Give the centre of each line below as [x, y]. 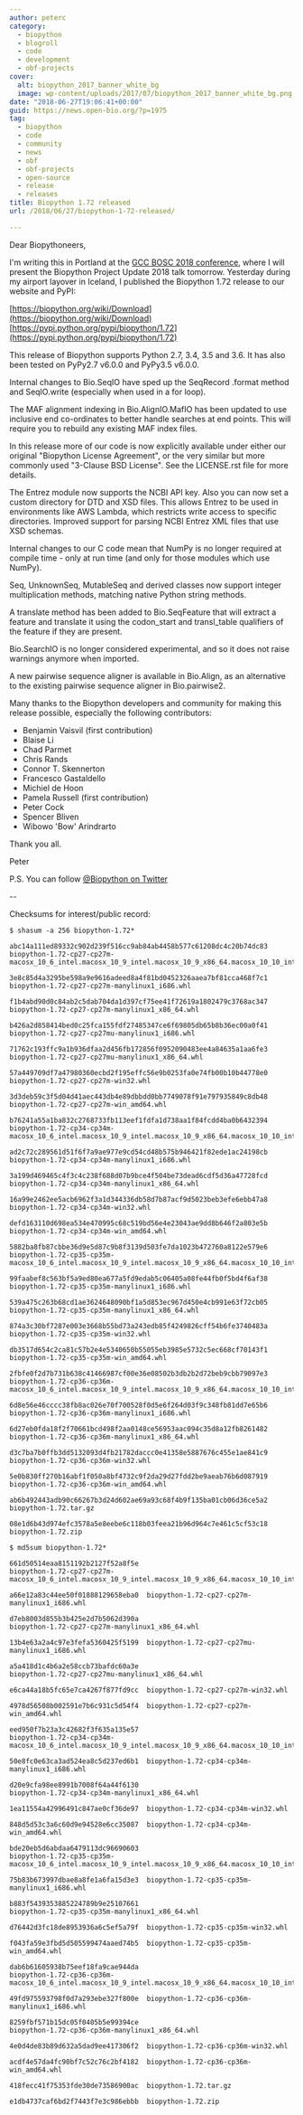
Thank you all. [35, 844]
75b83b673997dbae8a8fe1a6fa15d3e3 [74, 1880]
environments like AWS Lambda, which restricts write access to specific [143, 511]
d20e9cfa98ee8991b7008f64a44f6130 [74, 1785]
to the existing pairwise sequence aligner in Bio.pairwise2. [118, 685]
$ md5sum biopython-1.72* [58, 1547]
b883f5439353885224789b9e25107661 [74, 1903]
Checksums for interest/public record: [80, 913]
